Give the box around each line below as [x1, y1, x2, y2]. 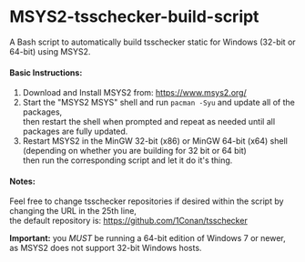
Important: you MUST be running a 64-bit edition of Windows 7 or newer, [9, 233, 287, 244]
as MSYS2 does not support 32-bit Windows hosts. [9, 243, 202, 254]
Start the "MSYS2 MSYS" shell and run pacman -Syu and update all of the [22, 97, 296, 108]
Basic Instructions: [9, 66, 83, 78]
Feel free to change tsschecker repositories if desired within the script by [9, 196, 284, 207]
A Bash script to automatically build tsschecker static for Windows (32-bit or [9, 36, 296, 47]
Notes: [9, 176, 36, 186]
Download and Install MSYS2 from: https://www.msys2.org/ [22, 87, 248, 98]
